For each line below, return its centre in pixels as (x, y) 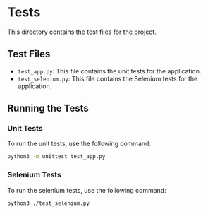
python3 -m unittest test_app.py (56, 157)
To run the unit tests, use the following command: (79, 144)
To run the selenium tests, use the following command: (87, 190)
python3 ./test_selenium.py (49, 203)
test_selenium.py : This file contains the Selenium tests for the (108, 78)
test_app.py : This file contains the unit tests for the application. (109, 71)
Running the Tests (48, 108)
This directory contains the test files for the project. (82, 32)
